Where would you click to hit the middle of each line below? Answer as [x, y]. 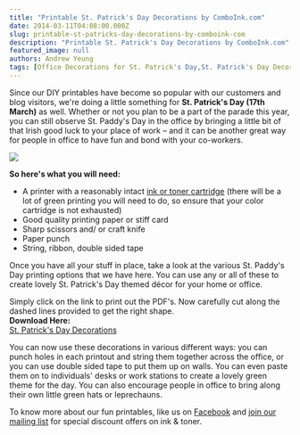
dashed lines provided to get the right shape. [92, 311]
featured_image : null [50, 51]
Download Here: [40, 320]
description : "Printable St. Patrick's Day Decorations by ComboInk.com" [150, 42]
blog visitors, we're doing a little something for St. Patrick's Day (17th [137, 102]
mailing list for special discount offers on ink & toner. [106, 421]
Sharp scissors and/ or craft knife [83, 229]
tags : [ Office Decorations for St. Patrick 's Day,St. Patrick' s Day [139, 68]
